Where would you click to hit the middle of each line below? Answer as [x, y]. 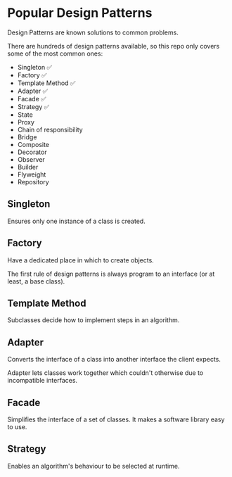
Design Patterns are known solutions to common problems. [93, 32]
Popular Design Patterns [80, 13]
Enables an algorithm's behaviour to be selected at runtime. [94, 466]
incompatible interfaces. [43, 381]
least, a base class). [36, 281]
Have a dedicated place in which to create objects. [81, 260]
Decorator [32, 152]
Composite [33, 144]
